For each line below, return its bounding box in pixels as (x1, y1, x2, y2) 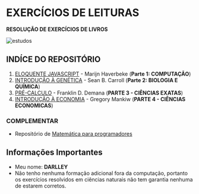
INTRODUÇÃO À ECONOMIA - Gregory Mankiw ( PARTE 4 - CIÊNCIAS (14, 95, 186, 102)
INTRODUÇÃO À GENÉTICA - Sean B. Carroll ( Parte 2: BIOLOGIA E (14, 76, 178, 83)
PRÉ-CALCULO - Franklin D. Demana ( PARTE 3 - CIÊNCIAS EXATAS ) (14, 89, 183, 96)
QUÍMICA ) (14, 83, 40, 90)
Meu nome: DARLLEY (14, 163, 68, 170)
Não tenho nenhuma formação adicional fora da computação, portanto (14, 170, 188, 177)
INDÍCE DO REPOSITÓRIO (6, 54, 101, 65)
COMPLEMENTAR (6, 117, 58, 125)
